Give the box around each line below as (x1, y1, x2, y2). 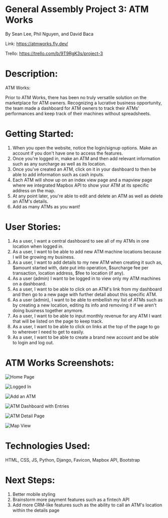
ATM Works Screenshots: (5, 357, 114, 368)
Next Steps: (5, 474, 55, 486)
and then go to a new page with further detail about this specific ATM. (12, 291, 157, 298)
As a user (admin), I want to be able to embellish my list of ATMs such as (12, 297, 163, 303)
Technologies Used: (5, 440, 90, 452)
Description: (5, 68, 58, 80)
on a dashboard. (12, 280, 47, 286)
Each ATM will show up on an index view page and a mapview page (12, 177, 152, 183)
